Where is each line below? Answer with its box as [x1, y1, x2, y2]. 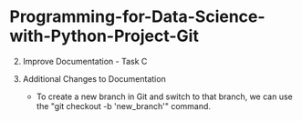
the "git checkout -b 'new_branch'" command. [36, 100, 212, 111]
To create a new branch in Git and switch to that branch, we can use [36, 91, 294, 102]
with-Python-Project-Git [9, 25, 199, 46]
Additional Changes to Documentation [22, 73, 166, 84]
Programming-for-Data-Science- [9, 6, 266, 27]
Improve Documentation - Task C [22, 55, 148, 66]
